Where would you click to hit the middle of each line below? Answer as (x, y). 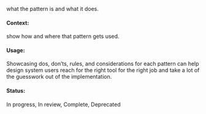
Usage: (16, 50)
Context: (18, 23)
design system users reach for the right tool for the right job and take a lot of (103, 70)
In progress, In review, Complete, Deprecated (63, 104)
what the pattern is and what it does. (53, 9)
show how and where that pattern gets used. (63, 37)
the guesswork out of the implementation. (59, 77)
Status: (16, 91)
